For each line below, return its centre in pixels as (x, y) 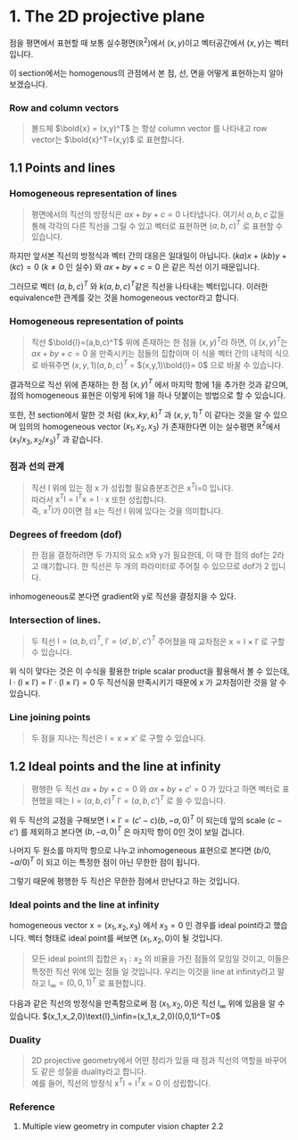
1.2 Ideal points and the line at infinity (115, 766)
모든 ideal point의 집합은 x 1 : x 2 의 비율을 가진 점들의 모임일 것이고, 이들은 (160, 960)
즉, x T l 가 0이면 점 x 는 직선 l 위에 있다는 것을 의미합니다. (127, 510)
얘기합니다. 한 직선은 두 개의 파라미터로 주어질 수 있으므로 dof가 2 (155, 566)
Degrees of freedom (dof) (66, 534)
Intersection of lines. (55, 620)
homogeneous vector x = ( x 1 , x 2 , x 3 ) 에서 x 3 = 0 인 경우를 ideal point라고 (141, 926)
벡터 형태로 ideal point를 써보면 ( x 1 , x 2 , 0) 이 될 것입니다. (125, 939)
